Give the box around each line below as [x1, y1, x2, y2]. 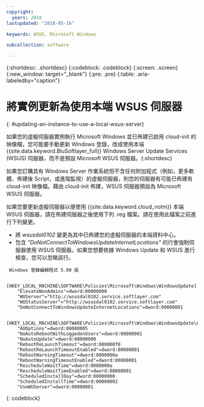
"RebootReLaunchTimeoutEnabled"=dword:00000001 [17, 347, 140, 353]
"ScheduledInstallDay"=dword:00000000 [17, 374, 115, 380]
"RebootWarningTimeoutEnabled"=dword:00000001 [17, 357, 137, 364]
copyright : [6, 8, 34, 15]
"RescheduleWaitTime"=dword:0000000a [17, 363, 113, 369]
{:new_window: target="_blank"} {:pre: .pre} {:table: [6, 70, 135, 78]
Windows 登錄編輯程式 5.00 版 [8, 267, 79, 274]
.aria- [136, 70, 150, 78]
